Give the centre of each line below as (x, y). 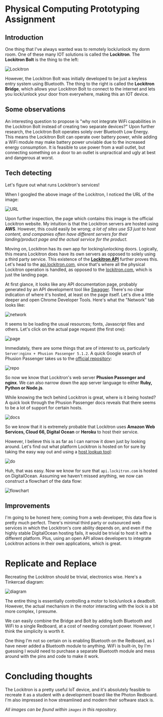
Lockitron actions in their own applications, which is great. (63, 543)
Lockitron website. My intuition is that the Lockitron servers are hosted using (82, 224)
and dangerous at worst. (30, 157)
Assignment (30, 19)
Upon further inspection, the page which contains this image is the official (79, 218)
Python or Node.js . (24, 388)
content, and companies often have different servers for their (66, 234)
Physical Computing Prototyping (72, 9)
